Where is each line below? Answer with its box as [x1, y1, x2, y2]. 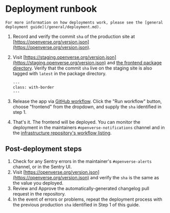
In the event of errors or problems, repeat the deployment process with [12, 196, 162, 202]
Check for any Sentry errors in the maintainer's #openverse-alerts [12, 158, 152, 164]
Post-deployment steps [5, 145, 82, 153]
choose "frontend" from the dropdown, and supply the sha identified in [12, 103, 162, 110]
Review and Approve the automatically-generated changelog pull [12, 185, 150, 192]
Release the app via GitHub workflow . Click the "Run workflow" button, [12, 98, 162, 104]
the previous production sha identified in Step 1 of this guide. [12, 201, 140, 207]
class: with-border [12, 85, 55, 90]
